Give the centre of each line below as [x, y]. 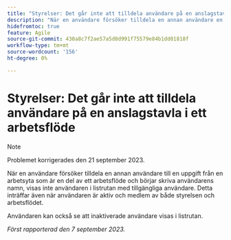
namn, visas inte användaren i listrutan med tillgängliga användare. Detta [110, 188]
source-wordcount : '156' [43, 52]
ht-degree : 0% [27, 58]
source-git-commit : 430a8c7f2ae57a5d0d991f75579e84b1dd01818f [98, 39]
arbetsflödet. [25, 202]
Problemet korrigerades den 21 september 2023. [76, 160]
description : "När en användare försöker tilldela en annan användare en [115, 20]
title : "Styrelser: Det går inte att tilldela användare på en [100, 13]
